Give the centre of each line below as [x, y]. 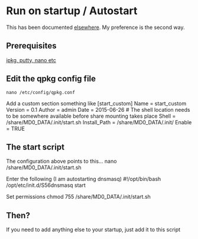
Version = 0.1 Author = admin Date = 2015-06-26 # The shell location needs [98, 109]
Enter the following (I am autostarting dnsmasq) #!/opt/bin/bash [84, 179]
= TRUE [16, 128]
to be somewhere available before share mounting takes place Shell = [91, 116]
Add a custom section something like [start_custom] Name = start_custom [96, 103]
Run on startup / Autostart [72, 11]
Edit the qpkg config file [51, 79]
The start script [35, 147]
